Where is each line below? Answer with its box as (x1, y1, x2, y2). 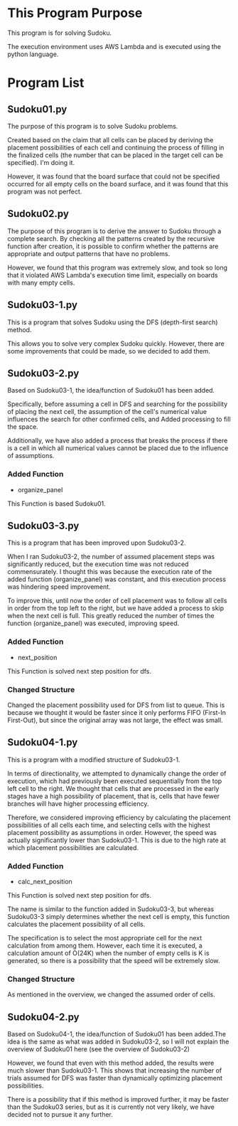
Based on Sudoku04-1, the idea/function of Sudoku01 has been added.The (7, 1030, 226, 1039)
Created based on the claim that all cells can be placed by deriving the (7, 135, 214, 144)
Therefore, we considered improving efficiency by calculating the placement (7, 813, 231, 822)
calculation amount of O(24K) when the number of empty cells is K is (7, 949, 210, 957)
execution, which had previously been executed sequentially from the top (7, 777, 222, 785)
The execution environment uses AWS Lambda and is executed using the (7, 42, 222, 51)
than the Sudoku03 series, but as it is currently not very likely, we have (7, 1103, 215, 1111)
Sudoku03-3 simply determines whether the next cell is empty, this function (7, 913, 229, 921)
